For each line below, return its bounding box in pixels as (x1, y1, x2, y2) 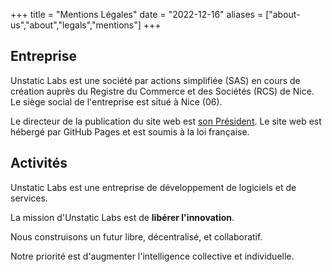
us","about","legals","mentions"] (10, 19, 142, 31)
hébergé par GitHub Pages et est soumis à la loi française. (10, 125, 250, 138)
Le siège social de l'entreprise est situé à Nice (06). (10, 95, 223, 108)
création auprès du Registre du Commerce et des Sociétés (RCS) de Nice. (10, 85, 315, 97)
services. (10, 192, 48, 204)
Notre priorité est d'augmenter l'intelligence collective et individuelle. (10, 250, 295, 262)
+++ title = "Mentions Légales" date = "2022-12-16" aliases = (10, 9, 264, 20)
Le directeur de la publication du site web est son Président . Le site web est (10, 115, 322, 127)
